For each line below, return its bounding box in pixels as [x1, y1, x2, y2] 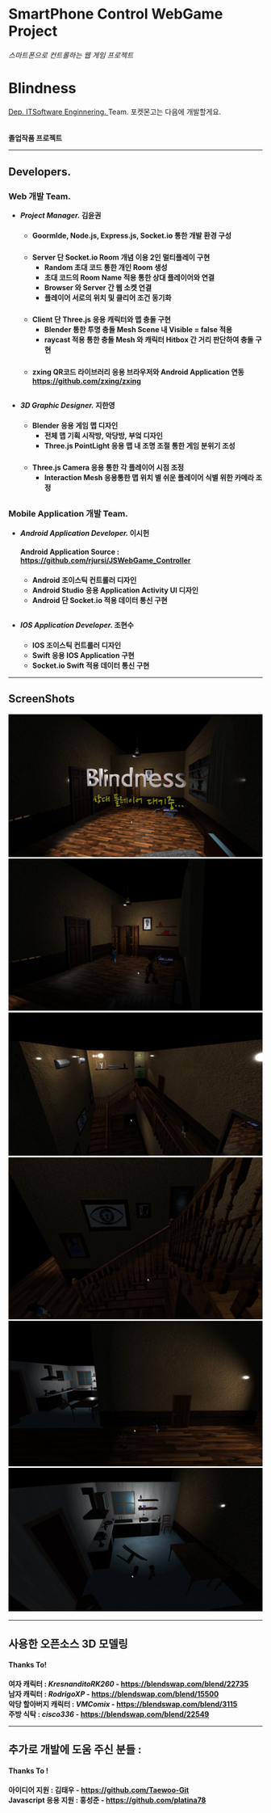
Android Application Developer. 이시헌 [19, 528, 150, 538]
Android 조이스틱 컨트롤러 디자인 [31, 576, 137, 585]
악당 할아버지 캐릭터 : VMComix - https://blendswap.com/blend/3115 [8, 1699, 238, 1709]
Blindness [8, 78, 77, 97]
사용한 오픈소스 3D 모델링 [8, 1637, 128, 1651]
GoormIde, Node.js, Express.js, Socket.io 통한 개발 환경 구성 [31, 230, 232, 240]
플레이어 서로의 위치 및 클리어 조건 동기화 [44, 293, 172, 302]
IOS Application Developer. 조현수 [19, 620, 135, 630]
